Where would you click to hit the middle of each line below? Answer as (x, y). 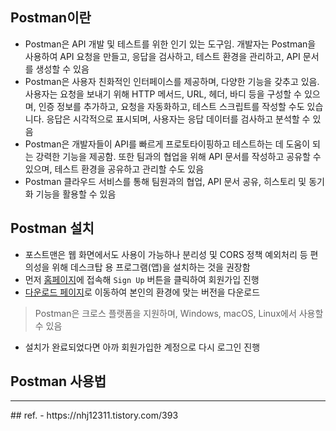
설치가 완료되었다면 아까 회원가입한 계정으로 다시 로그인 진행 (142, 347)
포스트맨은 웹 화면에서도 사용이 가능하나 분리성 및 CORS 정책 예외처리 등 (166, 254)
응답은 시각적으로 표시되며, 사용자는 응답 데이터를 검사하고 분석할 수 (178, 119)
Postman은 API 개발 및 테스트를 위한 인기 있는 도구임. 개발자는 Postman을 (170, 44)
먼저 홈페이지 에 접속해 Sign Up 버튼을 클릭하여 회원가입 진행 (142, 279)
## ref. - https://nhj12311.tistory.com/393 (94, 415)
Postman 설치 (52, 228)
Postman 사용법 (58, 381)
